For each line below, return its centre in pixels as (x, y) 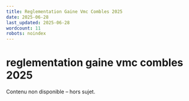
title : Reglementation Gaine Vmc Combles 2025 (64, 12)
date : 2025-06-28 (27, 17)
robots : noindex (26, 34)
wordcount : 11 (24, 28)
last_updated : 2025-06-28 (38, 22)
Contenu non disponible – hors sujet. (51, 92)
